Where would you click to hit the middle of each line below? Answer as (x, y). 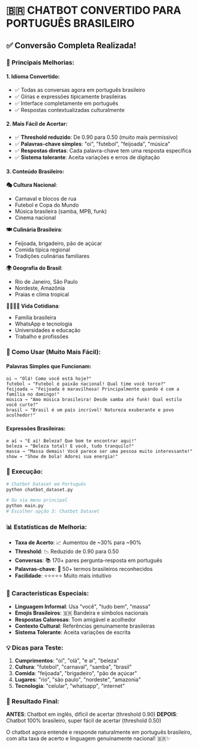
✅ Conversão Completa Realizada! (71, 45)
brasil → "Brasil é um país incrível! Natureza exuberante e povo (90, 410)
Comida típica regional (42, 250)
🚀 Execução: (25, 471)
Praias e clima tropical (42, 294)
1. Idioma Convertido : (33, 77)
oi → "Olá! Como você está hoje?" (49, 379)
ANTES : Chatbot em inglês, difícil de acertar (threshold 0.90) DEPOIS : (92, 714)
